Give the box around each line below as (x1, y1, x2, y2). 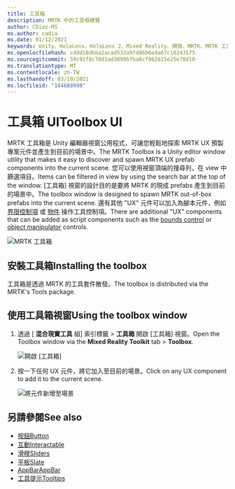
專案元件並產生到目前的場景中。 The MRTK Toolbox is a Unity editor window (7, 148, 226, 156)
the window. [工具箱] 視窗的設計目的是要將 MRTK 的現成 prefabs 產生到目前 (7, 181, 225, 190)
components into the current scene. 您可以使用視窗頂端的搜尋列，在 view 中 (7, 164, 227, 172)
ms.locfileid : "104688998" (7, 82, 86, 89)
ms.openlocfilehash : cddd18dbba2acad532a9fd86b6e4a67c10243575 (7, 50, 196, 57)
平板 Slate (17, 457, 45, 466)
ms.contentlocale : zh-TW (7, 69, 80, 76)
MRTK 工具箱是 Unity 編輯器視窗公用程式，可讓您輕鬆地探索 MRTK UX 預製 (7, 139, 224, 147)
